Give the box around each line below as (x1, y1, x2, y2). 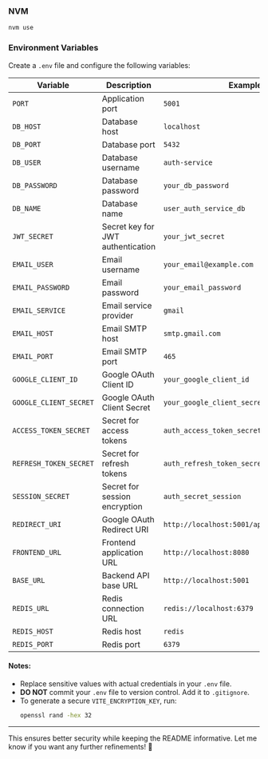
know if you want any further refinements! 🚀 (8, 741, 153, 751)
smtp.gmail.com (163, 329, 221, 338)
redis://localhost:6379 (163, 604, 254, 613)
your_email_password (163, 282, 242, 292)
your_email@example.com (163, 260, 254, 269)
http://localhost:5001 (163, 576, 250, 585)
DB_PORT (12, 140, 41, 149)
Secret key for (101, 221, 155, 232)
